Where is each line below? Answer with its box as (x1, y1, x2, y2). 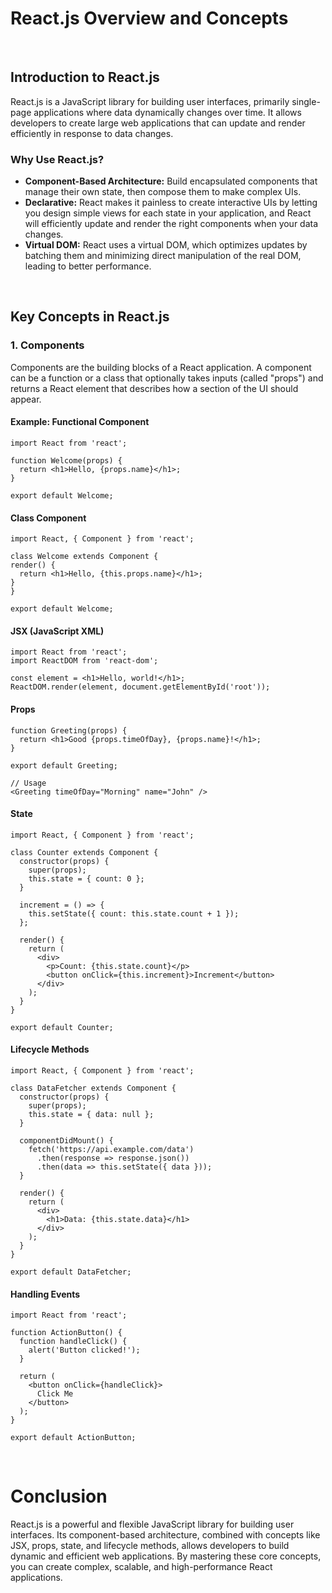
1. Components (10, 338, 85, 352)
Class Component (10, 512, 87, 524)
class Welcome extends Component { (10, 552, 159, 562)
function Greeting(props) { (10, 725, 128, 736)
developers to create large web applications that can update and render (10, 117, 306, 129)
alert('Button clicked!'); (28, 1345, 141, 1356)
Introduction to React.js (10, 69, 160, 86)
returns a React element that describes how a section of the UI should (10, 382, 299, 394)
